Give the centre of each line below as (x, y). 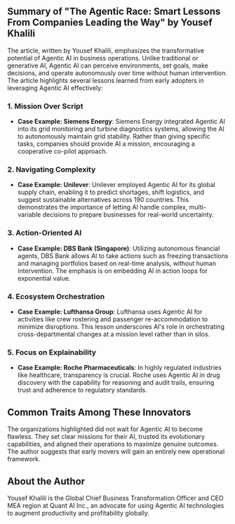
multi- (198, 207)
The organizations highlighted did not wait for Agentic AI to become (105, 429)
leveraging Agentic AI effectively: (55, 88)
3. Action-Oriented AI (45, 233)
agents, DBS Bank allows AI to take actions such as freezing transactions (123, 255)
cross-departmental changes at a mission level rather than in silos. (114, 334)
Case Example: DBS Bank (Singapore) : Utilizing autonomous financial (119, 248)
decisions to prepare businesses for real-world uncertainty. (128, 215)
